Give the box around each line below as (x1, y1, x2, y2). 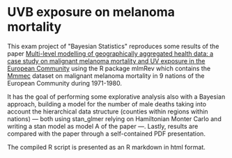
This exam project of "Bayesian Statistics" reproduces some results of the (7, 42, 219, 50)
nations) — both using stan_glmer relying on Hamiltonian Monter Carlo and (7, 114, 222, 123)
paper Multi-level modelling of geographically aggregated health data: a (7, 49, 214, 58)
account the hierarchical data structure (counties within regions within (7, 107, 208, 116)
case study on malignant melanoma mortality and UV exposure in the (7, 56, 206, 65)
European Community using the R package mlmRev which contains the (7, 64, 211, 72)
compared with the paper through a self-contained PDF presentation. (7, 129, 206, 138)
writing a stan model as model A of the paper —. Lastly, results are (7, 122, 199, 130)
